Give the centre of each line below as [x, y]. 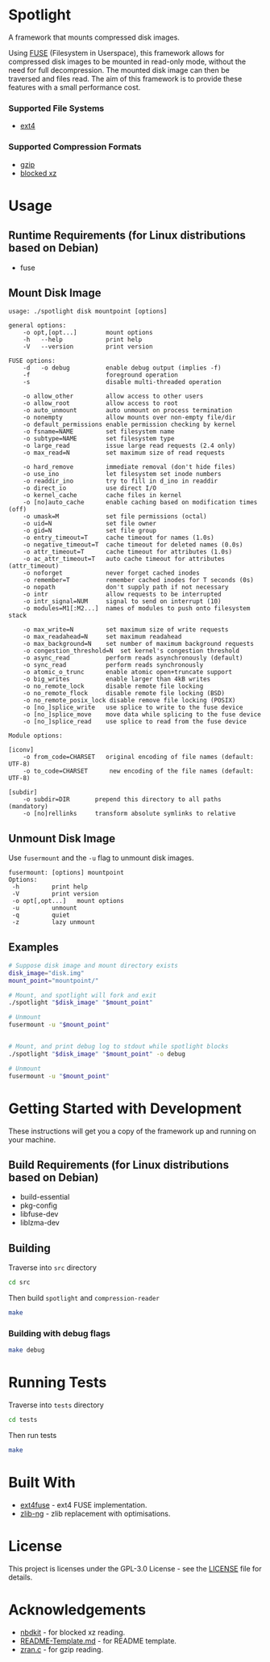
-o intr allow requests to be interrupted [122, 595]
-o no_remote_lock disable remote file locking [113, 686]
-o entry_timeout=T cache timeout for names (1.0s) [119, 538]
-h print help [50, 887]
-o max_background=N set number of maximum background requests [138, 644]
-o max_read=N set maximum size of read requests [124, 453]
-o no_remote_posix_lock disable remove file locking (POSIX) [129, 701]
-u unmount [45, 908]
